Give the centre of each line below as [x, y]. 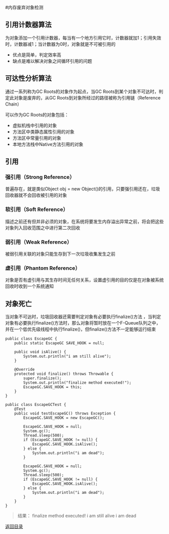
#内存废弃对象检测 [24, 7]
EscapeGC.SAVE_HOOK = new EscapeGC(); [64, 418]
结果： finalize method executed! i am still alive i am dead [77, 516]
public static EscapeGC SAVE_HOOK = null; [59, 343]
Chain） [14, 104]
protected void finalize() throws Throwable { [64, 374]
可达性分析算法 [28, 79]
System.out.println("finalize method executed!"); [77, 383]
